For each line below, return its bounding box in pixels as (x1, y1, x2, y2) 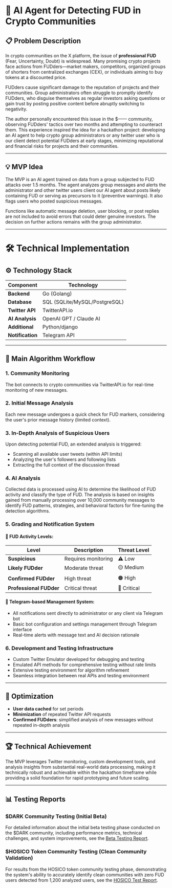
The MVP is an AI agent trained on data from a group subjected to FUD (5, 176, 155, 182)
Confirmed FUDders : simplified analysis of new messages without (12, 716, 154, 723)
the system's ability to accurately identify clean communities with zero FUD (5, 872, 165, 878)
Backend (8, 290, 30, 297)
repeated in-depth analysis (12, 722, 70, 728)
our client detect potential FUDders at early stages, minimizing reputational (5, 138, 164, 144)
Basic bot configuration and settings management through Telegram (12, 621, 157, 627)
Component (8, 281, 37, 288)
